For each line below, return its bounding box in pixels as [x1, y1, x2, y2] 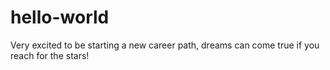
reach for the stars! [10, 49, 90, 61]
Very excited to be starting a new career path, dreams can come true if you [10, 39, 320, 51]
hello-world [10, 6, 110, 29]
